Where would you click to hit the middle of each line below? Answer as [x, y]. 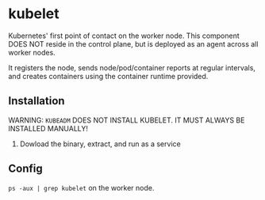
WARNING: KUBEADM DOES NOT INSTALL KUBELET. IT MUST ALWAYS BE [127, 120]
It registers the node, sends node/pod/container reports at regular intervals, [132, 67]
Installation [36, 101]
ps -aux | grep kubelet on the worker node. [81, 187]
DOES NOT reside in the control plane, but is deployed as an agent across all [133, 43]
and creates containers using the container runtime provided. [108, 76]
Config [25, 169]
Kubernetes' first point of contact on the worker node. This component [124, 36]
